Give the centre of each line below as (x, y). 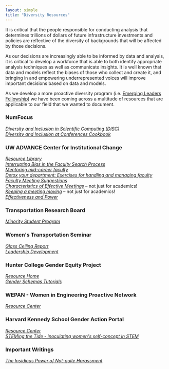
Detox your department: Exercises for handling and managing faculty (79, 175)
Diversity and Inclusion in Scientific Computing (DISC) (62, 129)
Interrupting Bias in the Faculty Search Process (55, 164)
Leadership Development (32, 251)
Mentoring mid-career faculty (37, 170)
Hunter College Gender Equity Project (53, 265)
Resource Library (24, 159)
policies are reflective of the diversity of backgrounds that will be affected (83, 40)
